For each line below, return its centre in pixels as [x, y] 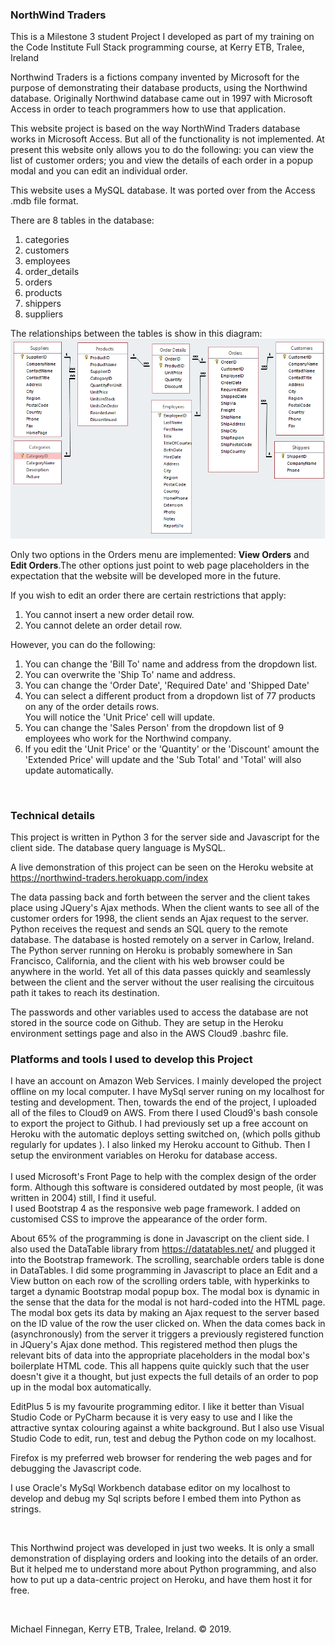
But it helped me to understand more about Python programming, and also [163, 1569]
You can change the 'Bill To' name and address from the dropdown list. [171, 664]
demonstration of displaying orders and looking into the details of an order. [164, 1559]
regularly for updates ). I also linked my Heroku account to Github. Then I [160, 1145]
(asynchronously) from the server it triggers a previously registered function [167, 1334]
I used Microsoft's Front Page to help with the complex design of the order [163, 1177]
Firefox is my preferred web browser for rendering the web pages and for [161, 1458]
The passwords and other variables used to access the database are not [159, 1012]
